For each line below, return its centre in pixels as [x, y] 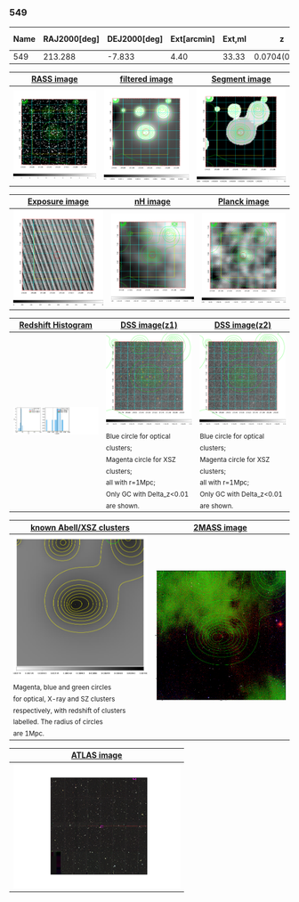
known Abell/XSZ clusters [81, 527]
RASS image [54, 79]
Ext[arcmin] [193, 39]
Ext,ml [234, 39]
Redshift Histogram [56, 325]
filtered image [146, 79]
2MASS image [220, 527]
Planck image [243, 201]
